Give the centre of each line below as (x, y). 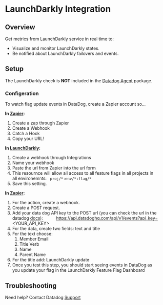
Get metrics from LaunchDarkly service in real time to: (59, 39)
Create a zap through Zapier (41, 123)
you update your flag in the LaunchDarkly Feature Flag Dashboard (78, 270)
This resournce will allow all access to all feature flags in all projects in (83, 173)
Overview (20, 27)
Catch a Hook (26, 134)
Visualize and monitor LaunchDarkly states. (56, 48)
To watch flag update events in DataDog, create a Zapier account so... (75, 104)
